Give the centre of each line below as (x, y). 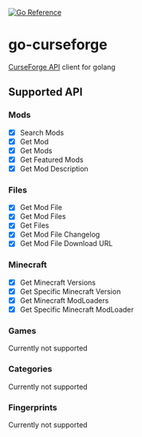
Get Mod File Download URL (66, 244)
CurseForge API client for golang (62, 67)
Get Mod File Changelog (60, 235)
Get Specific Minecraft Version (70, 291)
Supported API (45, 92)
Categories (30, 369)
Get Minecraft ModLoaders (64, 300)
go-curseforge (58, 45)
